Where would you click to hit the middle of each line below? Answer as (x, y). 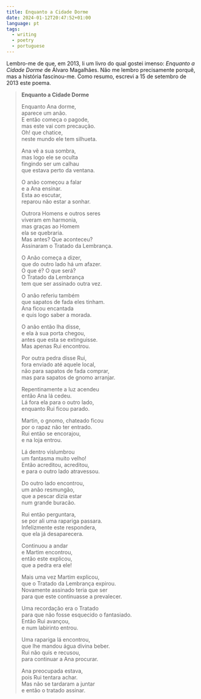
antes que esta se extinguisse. (59, 339)
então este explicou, (47, 559)
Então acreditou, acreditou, (55, 465)
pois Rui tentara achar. (49, 677)
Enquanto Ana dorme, (48, 106)
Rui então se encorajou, (51, 433)
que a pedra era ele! (46, 565)
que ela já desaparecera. (52, 534)
